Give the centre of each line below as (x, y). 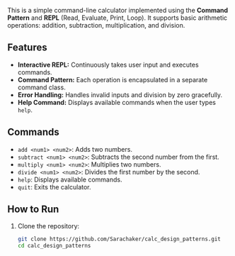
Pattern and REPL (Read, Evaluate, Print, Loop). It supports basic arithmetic (117, 18)
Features (27, 48)
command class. (41, 87)
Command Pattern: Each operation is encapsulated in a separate (113, 79)
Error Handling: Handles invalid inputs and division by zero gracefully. (120, 94)
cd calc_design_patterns (54, 246)
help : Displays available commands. (70, 179)
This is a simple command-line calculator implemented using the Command (118, 10)
